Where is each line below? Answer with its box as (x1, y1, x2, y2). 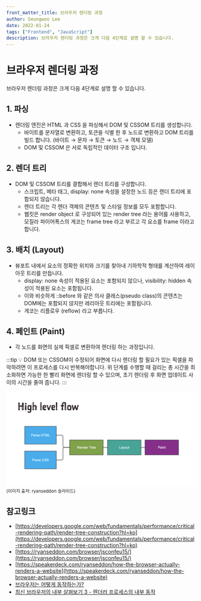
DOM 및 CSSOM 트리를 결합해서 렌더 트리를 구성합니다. (14, 180, 147, 187)
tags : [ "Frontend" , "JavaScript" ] (6, 29, 93, 35)
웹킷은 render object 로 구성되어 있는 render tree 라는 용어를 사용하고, (23, 210, 191, 217)
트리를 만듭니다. (26, 269, 64, 276)
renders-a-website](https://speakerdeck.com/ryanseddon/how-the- (14, 567, 185, 575)
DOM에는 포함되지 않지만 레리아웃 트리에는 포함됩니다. (23, 299, 153, 307)
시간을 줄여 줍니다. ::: (17, 379, 67, 386)
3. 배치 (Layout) (6, 244, 64, 255)
